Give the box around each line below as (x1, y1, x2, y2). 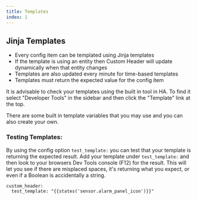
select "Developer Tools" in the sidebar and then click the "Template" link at (6, 94, 191, 101)
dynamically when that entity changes (14, 64, 107, 71)
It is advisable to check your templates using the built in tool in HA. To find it (6, 88, 191, 95)
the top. (6, 101, 25, 108)
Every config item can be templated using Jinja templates (14, 51, 155, 59)
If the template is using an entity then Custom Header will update (14, 58, 173, 65)
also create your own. (6, 119, 59, 126)
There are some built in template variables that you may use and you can (6, 112, 183, 119)
